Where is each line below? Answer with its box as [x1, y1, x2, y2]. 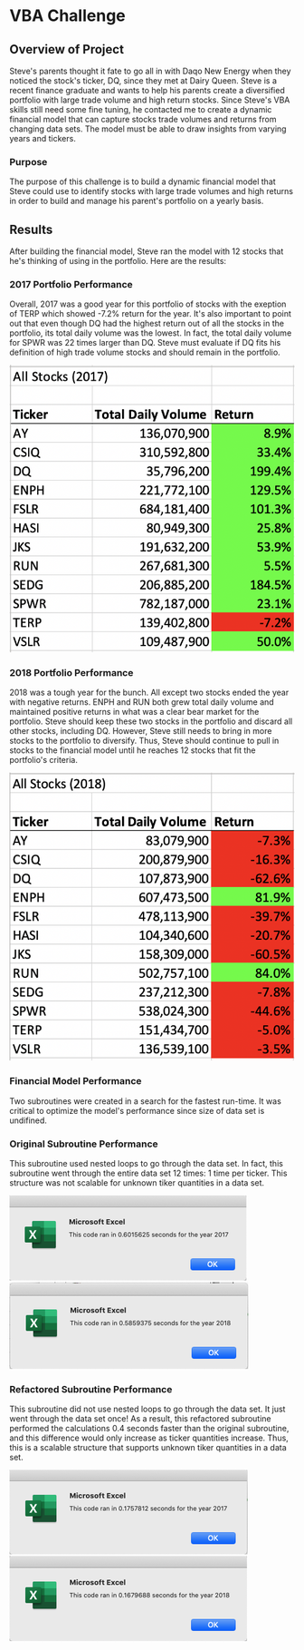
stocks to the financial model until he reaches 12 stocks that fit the [9, 745, 256, 756]
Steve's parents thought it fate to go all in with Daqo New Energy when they [9, 65, 291, 76]
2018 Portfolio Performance [9, 666, 134, 679]
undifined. [9, 1115, 48, 1126]
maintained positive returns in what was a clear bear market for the [9, 707, 260, 718]
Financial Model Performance [9, 1075, 142, 1088]
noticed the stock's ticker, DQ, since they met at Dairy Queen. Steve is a [9, 75, 278, 86]
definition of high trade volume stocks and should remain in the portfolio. [9, 347, 280, 358]
